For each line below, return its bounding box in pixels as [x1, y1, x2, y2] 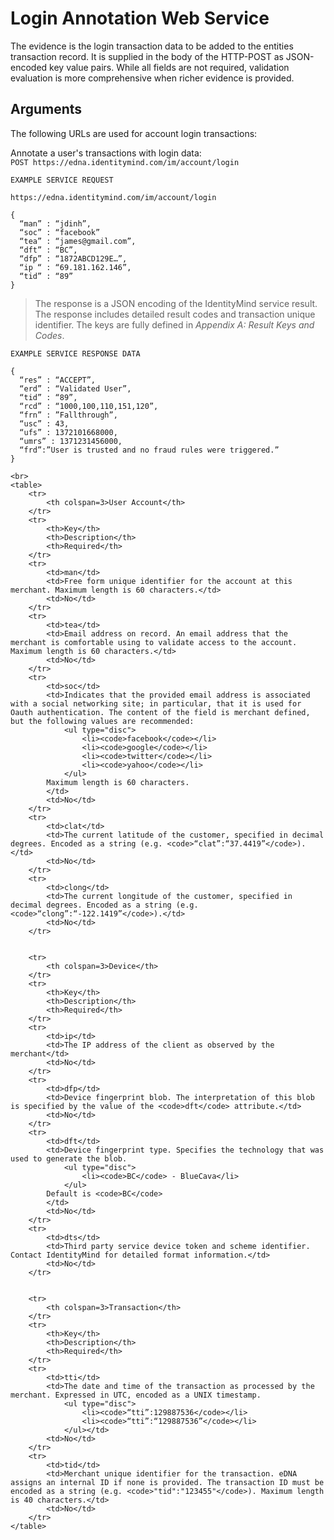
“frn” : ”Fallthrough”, [19, 410, 118, 420]
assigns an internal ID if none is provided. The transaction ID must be [10, 1477, 325, 1487]
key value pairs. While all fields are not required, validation [49, 61, 290, 73]
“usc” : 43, [19, 418, 70, 429]
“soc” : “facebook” [19, 227, 101, 237]
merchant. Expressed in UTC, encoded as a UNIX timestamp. [10, 1390, 262, 1400]
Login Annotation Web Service [10, 7, 270, 30]
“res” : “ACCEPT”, [19, 375, 97, 385]
